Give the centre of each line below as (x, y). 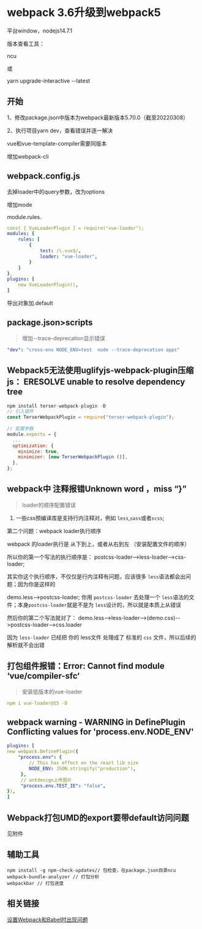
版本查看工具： (26, 43)
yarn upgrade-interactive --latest (49, 81)
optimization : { (33, 446)
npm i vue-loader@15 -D (37, 703)
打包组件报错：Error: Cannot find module (86, 666)
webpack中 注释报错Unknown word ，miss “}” (97, 489)
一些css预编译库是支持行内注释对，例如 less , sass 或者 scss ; (90, 518)
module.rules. (24, 217)
